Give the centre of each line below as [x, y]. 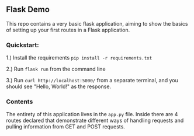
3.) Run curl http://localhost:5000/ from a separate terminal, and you [92, 81]
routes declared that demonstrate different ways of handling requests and [95, 121]
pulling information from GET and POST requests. [66, 127]
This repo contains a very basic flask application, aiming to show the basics [97, 23]
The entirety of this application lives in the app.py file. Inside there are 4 [92, 114]
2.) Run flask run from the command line [56, 69]
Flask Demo [28, 10]
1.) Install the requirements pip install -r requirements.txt [79, 58]
